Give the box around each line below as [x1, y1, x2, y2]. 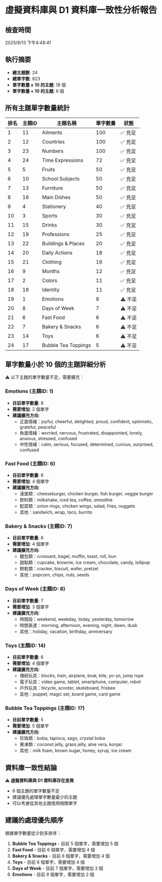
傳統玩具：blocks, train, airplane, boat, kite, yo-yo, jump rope [19, 672, 144, 678]
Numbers [42, 147, 64, 154]
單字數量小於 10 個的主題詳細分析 [5, 361, 106, 369]
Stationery [42, 203, 66, 210]
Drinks [42, 221, 58, 228]
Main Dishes [42, 193, 71, 200]
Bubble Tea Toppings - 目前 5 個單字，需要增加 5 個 [12, 841, 119, 846]
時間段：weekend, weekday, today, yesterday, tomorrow [19, 616, 134, 622]
